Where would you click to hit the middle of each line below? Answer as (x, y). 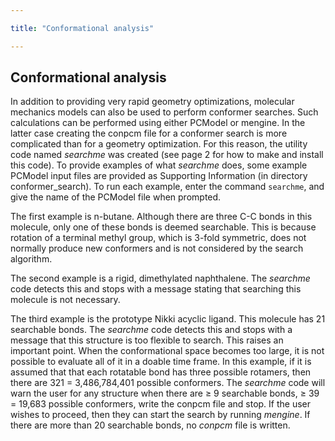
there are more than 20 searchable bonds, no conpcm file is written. (150, 425)
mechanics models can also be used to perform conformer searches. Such (164, 112)
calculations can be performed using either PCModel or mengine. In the (158, 123)
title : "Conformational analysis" (82, 28)
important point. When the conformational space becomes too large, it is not (167, 351)
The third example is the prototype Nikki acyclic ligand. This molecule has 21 (168, 319)
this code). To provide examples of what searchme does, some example (159, 165)
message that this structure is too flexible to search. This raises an (147, 340)
